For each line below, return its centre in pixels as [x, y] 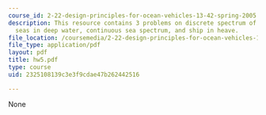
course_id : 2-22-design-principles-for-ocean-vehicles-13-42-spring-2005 [133, 15]
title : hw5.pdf [33, 60]
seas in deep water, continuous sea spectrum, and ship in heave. [127, 30]
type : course [30, 67]
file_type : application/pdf [55, 45]
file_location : [33, 38]
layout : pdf [28, 52]
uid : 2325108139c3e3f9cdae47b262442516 [74, 75]
